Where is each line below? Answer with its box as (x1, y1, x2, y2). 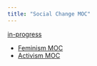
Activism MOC (17, 51, 61, 60)
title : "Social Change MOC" (7, 10, 91, 18)
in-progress (7, 30, 42, 38)
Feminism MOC (17, 43, 63, 52)
